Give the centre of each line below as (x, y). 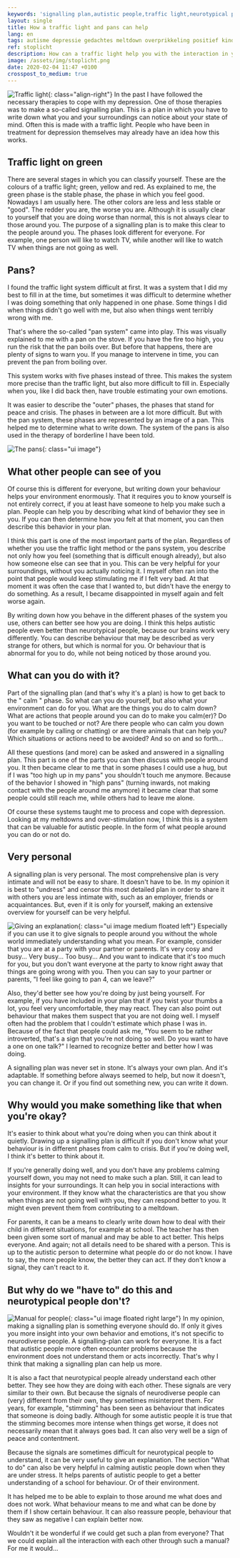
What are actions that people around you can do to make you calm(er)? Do (117, 715)
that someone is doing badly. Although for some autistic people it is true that (120, 1416)
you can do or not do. (39, 834)
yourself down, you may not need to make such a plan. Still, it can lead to (115, 1178)
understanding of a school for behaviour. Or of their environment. (104, 1483)
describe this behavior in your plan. (59, 527)
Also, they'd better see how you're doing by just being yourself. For (106, 993)
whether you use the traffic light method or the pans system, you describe (117, 548)
